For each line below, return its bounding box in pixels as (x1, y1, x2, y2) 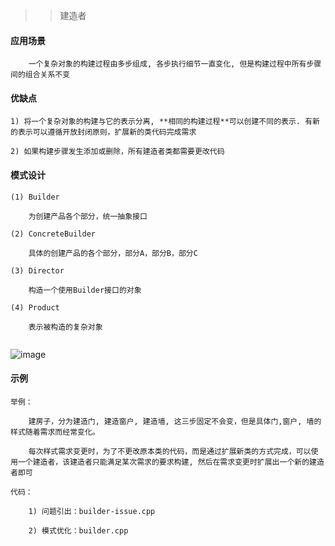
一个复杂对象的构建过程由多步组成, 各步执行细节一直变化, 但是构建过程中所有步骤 (28, 59, 322, 69)
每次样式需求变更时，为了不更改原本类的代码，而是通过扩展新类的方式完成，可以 (28, 446, 312, 456)
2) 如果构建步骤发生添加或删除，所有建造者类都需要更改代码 (10, 147, 225, 157)
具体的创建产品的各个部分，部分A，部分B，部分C (28, 248, 198, 258)
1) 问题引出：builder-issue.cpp (28, 506, 156, 516)
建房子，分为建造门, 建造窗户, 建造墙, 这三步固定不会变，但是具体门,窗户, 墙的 (28, 416, 322, 426)
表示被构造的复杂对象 (28, 322, 103, 332)
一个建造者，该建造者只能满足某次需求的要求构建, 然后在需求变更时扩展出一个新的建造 (17, 457, 325, 467)
